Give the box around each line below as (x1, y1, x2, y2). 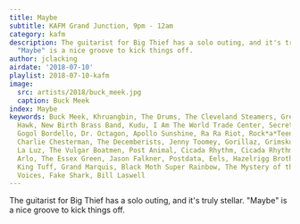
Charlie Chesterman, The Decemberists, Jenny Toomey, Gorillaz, (17, 137, 262, 146)
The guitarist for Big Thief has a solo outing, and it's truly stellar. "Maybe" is (9, 195, 287, 206)
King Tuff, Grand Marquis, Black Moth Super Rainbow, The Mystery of (17, 162, 281, 171)
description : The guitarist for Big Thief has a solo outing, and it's (9, 37, 281, 47)
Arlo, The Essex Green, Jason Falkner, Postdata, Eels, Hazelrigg (17, 153, 270, 163)
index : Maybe (9, 104, 58, 113)
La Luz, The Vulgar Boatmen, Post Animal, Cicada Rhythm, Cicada (17, 145, 266, 154)
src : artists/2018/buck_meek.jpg (17, 87, 142, 96)
